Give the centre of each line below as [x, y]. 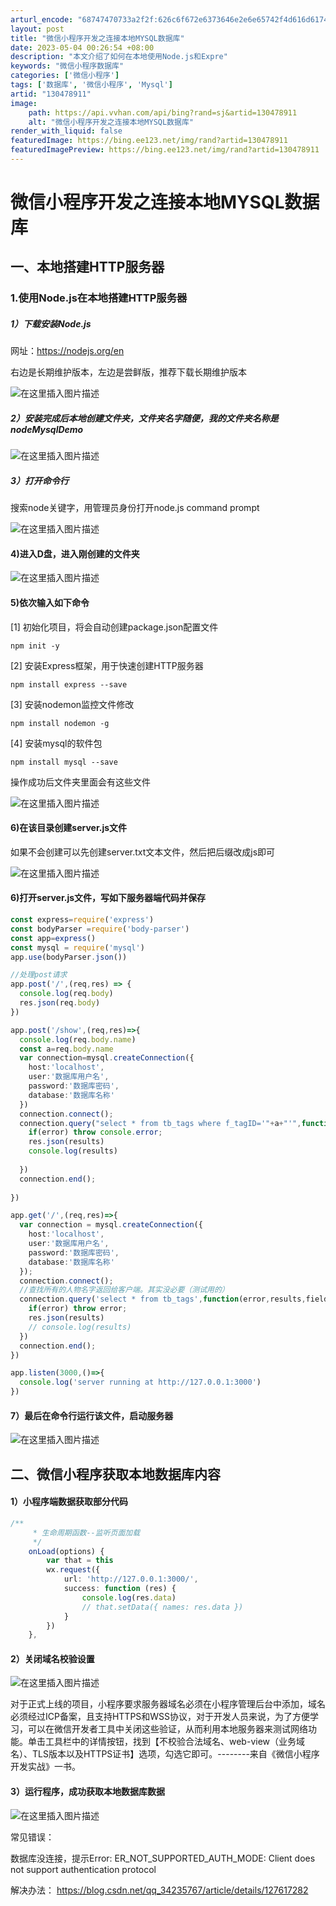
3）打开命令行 [40, 480]
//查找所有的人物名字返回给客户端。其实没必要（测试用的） [124, 1290]
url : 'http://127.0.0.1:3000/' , [131, 1579]
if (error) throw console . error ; [95, 1132]
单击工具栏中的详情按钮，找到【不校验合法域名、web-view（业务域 [166, 1742]
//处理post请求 [39, 975]
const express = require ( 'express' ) [82, 920]
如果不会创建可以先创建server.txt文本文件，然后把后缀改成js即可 [143, 852]
